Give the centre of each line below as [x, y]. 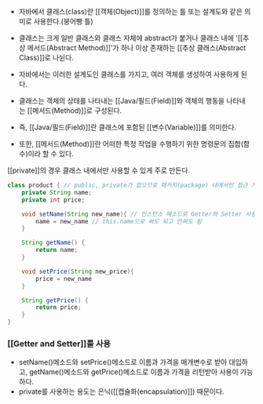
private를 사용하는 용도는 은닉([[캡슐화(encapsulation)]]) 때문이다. [121, 391]
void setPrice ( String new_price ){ [78, 271]
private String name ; [57, 192]
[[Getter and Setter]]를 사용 [59, 344]
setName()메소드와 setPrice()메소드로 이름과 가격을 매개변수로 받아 [123, 362]
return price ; [58, 308]
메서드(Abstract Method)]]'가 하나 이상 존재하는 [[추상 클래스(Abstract [137, 48]
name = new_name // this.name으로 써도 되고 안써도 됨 [119, 221]
